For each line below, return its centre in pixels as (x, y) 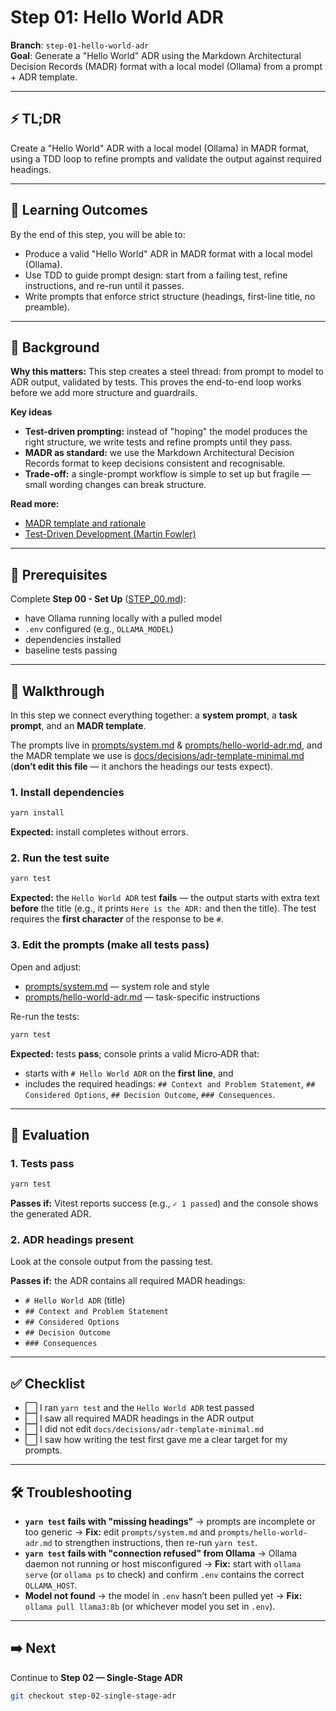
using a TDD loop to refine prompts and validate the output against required (166, 158)
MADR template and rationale (85, 523)
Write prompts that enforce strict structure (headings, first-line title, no (170, 296)
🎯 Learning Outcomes (79, 210)
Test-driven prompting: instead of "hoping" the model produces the (166, 432)
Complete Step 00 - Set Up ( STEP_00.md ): (98, 599)
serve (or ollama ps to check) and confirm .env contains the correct (164, 1574)
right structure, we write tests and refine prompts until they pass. (158, 442)
